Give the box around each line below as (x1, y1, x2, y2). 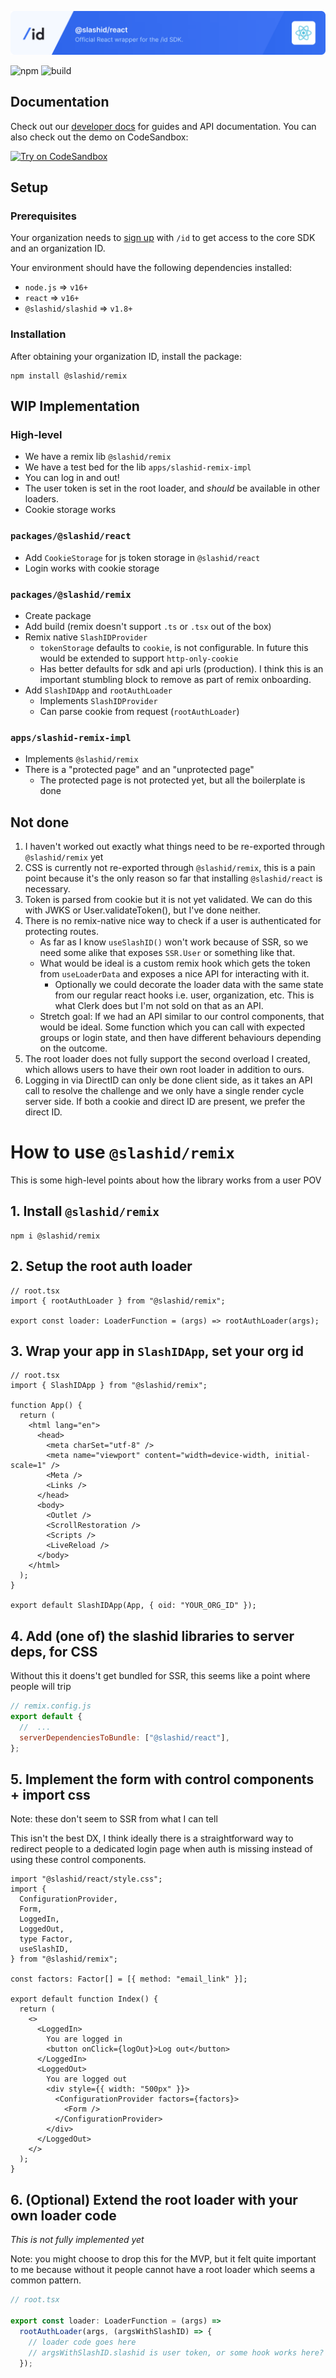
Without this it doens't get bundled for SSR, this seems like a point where (10, 1670, 311, 1682)
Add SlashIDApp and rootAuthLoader (24, 684, 173, 696)
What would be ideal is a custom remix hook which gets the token (39, 957, 311, 970)
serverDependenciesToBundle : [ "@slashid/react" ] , (19, 1732, 230, 1743)
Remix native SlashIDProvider (24, 631, 148, 643)
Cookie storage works (24, 504, 117, 516)
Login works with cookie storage (24, 562, 160, 574)
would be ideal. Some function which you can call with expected (39, 1021, 306, 1033)
